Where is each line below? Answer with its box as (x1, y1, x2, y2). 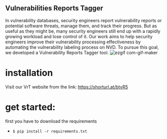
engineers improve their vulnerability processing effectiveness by (5, 39, 141, 45)
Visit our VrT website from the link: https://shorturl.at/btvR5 (5, 84, 128, 90)
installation (5, 67, 53, 79)
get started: (5, 101, 56, 113)
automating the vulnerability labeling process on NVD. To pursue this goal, (5, 44, 159, 50)
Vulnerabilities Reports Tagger (5, 4, 104, 13)
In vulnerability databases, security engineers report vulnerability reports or (5, 17, 162, 23)
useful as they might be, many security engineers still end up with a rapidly (5, 28, 161, 34)
